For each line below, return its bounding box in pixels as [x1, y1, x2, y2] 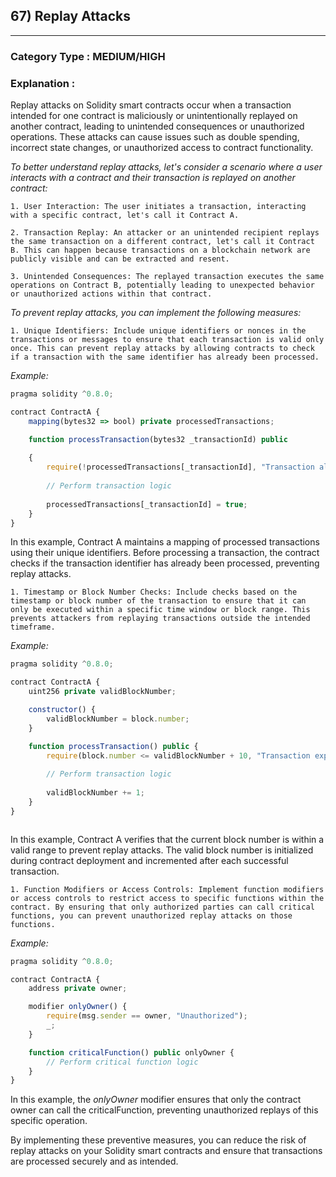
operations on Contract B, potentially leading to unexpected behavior [10, 280, 315, 291]
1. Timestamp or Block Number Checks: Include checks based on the [10, 587, 298, 598]
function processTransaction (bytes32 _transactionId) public [28, 434, 288, 444]
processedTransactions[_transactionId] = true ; [46, 499, 248, 509]
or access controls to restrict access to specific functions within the [10, 893, 325, 903]
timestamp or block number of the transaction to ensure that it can [10, 596, 307, 606]
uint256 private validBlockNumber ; [28, 687, 177, 697]
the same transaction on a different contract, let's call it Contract [10, 237, 315, 247]
